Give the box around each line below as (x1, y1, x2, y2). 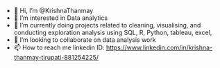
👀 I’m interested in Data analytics (13, 14, 108, 22)
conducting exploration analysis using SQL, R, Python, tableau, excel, (13, 28, 212, 36)
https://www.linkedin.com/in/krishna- (105, 43, 213, 52)
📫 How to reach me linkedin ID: (13, 43, 105, 52)
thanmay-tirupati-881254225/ (13, 54, 99, 61)
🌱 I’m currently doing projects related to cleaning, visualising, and (13, 21, 201, 29)
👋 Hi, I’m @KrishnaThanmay (13, 7, 94, 14)
